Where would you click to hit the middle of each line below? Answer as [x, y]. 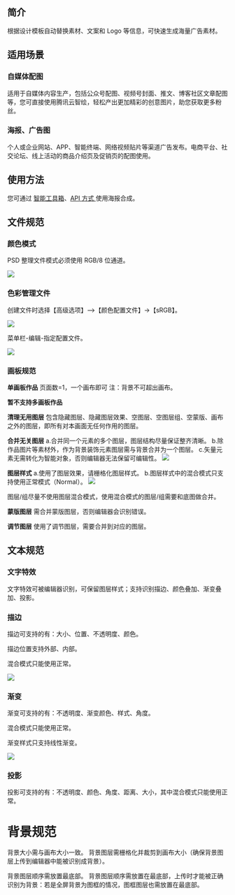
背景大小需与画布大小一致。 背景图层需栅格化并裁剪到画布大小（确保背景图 [115, 852]
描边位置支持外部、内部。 [44, 648]
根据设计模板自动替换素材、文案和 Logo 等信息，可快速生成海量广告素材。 [114, 31]
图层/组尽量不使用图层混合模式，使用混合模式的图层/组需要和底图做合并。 [114, 496]
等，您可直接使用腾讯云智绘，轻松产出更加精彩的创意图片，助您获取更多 [111, 102]
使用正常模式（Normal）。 [50, 482]
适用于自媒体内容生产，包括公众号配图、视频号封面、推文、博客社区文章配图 [117, 93]
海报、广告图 [29, 130]
